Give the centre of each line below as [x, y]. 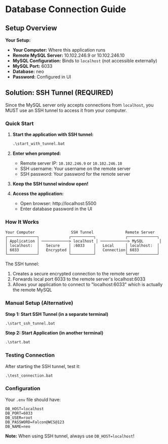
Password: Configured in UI [42, 77]
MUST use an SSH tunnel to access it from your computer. [66, 110]
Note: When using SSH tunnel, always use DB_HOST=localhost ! [70, 436]
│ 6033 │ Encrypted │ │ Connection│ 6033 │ [82, 250]
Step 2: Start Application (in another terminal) [54, 333]
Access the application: [38, 193]
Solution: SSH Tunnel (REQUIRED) [59, 93]
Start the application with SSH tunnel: [53, 135]
